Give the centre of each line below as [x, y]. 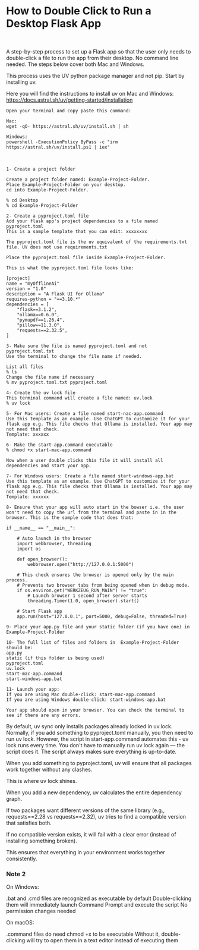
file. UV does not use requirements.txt [57, 247]
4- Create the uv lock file [41, 393]
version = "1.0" [26, 289]
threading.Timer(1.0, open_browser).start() [83, 601]
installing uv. [22, 82]
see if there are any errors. [44, 715]
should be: [20, 647]
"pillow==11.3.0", [40, 325]
